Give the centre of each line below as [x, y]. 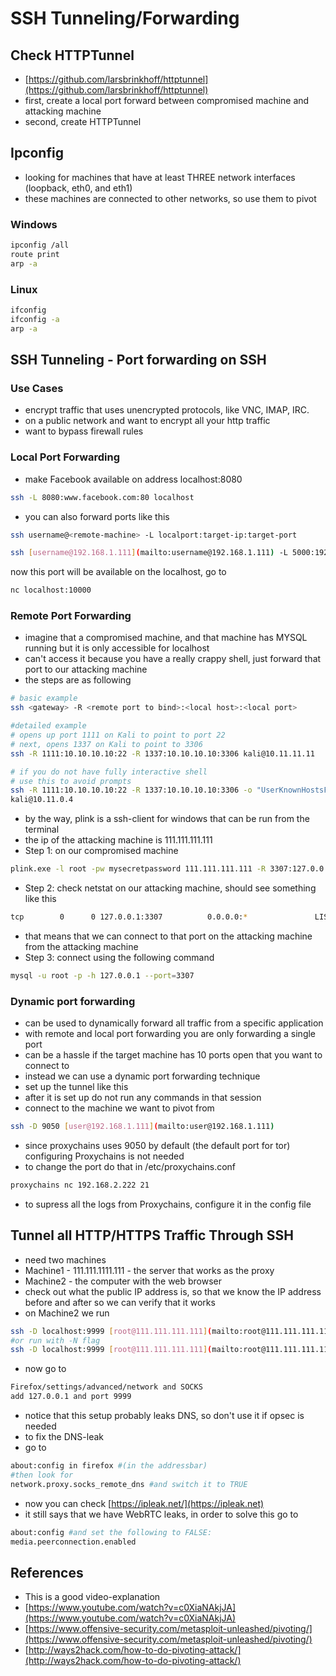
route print [35, 254]
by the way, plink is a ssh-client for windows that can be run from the [167, 819]
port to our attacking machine [86, 669]
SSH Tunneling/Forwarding [125, 18]
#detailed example [48, 726]
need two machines [65, 1259]
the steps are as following [78, 680]
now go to [45, 1369]
